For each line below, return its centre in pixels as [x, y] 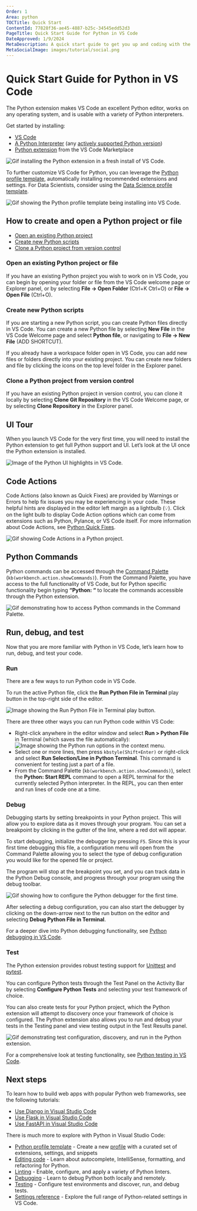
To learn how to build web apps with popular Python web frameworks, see [96, 1094]
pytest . [14, 971]
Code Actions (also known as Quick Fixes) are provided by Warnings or [92, 496]
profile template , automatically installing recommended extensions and [92, 179]
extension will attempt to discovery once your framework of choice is [90, 1013]
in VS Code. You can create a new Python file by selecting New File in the [96, 329]
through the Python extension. [43, 596]
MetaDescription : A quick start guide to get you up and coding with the [98, 45]
